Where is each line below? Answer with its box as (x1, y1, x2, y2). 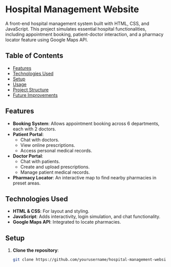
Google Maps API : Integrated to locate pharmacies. (12, 219, 121, 225)
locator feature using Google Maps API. (5, 37, 88, 43)
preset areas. (12, 180, 41, 186)
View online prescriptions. (20, 142, 76, 148)
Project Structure (12, 87, 49, 93)
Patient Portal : (12, 131, 44, 137)
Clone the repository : (12, 247, 59, 253)
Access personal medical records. (20, 147, 92, 153)
